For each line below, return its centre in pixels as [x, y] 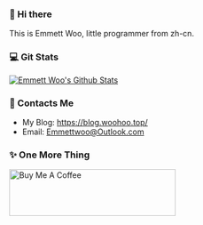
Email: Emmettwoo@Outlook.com [83, 132]
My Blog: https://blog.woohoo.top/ [85, 122]
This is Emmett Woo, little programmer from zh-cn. [102, 34]
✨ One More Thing [50, 155]
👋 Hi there [31, 14]
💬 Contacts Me [42, 103]
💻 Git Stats [34, 57]
